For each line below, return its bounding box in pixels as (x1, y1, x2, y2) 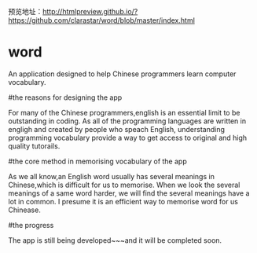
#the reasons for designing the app (8, 93, 123, 102)
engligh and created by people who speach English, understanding (8, 124, 226, 134)
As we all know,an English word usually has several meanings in (8, 171, 215, 181)
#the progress (8, 220, 54, 229)
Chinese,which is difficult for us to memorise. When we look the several (8, 180, 240, 189)
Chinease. (8, 205, 41, 214)
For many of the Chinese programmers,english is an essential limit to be (8, 108, 240, 117)
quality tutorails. (8, 141, 61, 151)
